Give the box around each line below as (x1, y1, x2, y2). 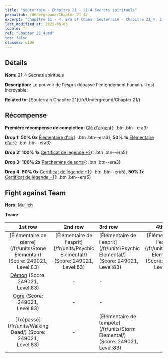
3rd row (99, 224, 118, 231)
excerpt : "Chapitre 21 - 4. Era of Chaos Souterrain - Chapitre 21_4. (5, 17, 157, 22)
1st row (19, 224, 37, 231)
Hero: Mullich (5, 202, 33, 208)
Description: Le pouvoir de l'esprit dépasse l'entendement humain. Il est (5, 81, 155, 88)
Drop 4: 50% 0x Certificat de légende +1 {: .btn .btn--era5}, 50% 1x (5, 169, 144, 175)
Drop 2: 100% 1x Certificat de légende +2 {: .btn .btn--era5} (5, 149, 128, 156)
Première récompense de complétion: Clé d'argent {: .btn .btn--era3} (5, 125, 148, 131)
